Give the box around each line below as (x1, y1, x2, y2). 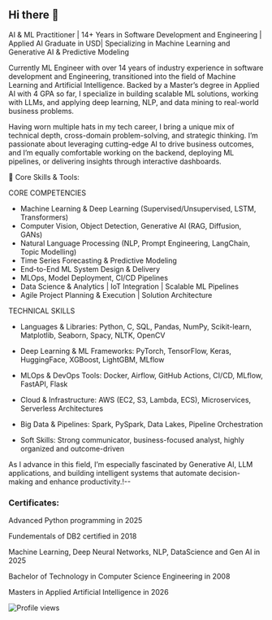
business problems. (8, 106, 75, 116)
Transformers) (19, 212, 69, 222)
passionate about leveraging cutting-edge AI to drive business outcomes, (8, 139, 254, 149)
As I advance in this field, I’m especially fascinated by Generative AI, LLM (8, 459, 253, 469)
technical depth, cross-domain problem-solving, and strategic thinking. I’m (8, 130, 258, 140)
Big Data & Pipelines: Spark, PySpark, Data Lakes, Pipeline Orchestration (19, 419, 264, 429)
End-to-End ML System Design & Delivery (19, 264, 161, 273)
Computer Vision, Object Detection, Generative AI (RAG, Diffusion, (19, 220, 242, 230)
